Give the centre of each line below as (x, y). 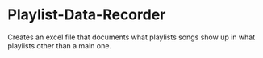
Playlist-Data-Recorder (87, 15)
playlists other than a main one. (60, 45)
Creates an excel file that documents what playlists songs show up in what (131, 37)
